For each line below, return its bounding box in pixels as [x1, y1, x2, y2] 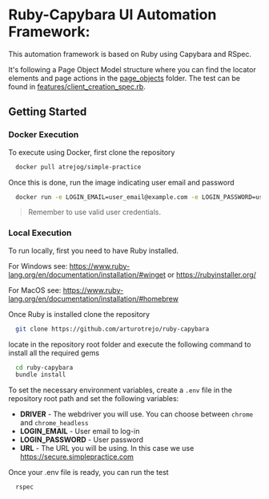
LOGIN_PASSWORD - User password [19, 435, 144, 444]
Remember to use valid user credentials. [27, 207, 162, 217]
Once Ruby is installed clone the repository [8, 309, 151, 318]
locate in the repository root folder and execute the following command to [8, 339, 251, 349]
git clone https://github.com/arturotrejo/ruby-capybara [15, 325, 210, 333]
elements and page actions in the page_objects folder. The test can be [8, 73, 240, 83]
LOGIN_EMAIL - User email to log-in [19, 427, 140, 436]
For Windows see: [8, 261, 68, 270]
